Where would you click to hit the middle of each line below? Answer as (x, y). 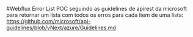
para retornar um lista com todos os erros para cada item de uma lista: (95, 15)
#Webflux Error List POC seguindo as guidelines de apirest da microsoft (97, 9)
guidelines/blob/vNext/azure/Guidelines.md (61, 27)
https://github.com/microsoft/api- (49, 21)
